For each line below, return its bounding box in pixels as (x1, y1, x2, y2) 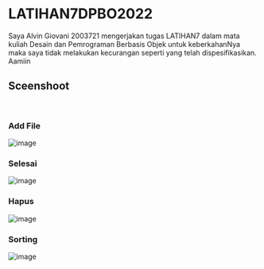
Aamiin (8, 56, 31, 66)
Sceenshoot (8, 79, 70, 93)
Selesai (8, 158, 37, 169)
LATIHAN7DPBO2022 (8, 5, 153, 23)
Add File (8, 120, 41, 131)
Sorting (8, 233, 38, 244)
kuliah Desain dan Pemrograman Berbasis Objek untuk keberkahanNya (8, 39, 241, 48)
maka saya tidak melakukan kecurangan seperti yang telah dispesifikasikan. (8, 48, 257, 57)
